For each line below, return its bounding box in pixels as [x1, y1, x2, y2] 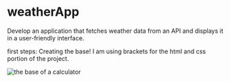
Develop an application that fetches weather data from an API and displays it [7, 27, 224, 35]
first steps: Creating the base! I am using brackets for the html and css [7, 47, 206, 55]
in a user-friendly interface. [7, 33, 84, 42]
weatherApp [7, 4, 80, 20]
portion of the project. [7, 54, 69, 62]
